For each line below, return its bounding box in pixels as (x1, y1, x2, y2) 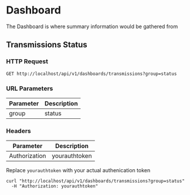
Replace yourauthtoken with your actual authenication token (6, 167, 151, 174)
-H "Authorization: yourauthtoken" (11, 183, 99, 189)
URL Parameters (6, 84, 53, 93)
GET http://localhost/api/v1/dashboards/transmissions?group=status (6, 71, 177, 77)
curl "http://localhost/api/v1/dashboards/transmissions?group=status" (6, 178, 185, 184)
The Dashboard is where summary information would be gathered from (6, 23, 178, 30)
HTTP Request (6, 57, 49, 66)
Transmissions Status (6, 40, 88, 50)
